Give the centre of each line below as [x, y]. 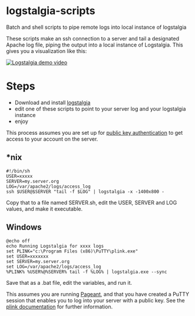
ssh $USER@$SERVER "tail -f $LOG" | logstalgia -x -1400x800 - [85, 192]
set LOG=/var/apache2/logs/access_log [54, 267]
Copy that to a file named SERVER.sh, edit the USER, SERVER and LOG [92, 202]
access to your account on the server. [52, 139]
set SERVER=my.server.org [38, 261]
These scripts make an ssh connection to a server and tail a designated [93, 38]
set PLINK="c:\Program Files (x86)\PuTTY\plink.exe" [72, 251]
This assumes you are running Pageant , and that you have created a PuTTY [98, 294]
